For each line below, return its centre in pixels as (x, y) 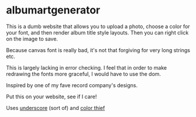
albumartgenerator (53, 10)
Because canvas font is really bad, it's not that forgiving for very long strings (98, 50)
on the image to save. (32, 39)
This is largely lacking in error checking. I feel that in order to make (87, 67)
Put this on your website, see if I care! (51, 97)
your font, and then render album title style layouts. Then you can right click (97, 32)
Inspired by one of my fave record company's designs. (72, 85)
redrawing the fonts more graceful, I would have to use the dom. (84, 74)
